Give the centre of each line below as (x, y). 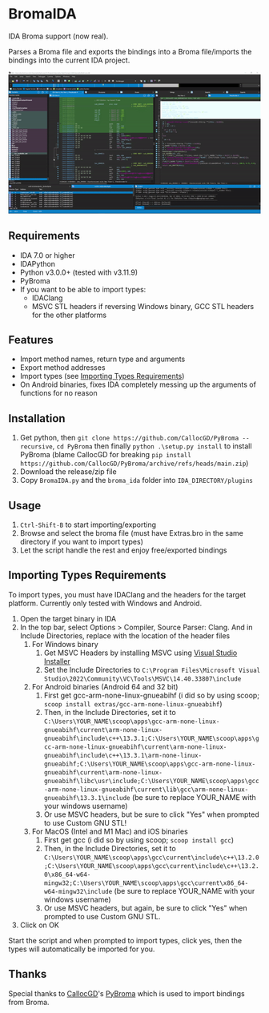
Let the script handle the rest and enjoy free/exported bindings (123, 550)
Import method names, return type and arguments (102, 359)
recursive (36, 447)
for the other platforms (69, 315)
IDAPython (38, 263)
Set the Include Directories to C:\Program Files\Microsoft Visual (152, 669)
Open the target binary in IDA (68, 618)
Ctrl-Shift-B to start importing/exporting (88, 525)
